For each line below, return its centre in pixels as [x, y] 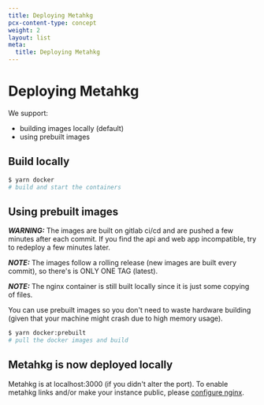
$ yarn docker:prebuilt [47, 333]
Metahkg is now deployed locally [91, 365]
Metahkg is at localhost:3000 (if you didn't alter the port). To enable [118, 384]
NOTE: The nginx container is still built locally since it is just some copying [129, 287]
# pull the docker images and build [68, 340]
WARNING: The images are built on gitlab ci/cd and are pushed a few [121, 231]
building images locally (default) [72, 128]
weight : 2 [24, 30]
